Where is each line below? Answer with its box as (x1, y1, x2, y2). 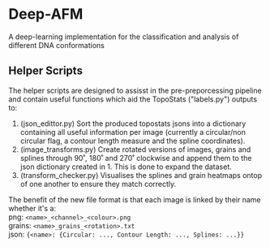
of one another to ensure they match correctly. (19, 179, 177, 188)
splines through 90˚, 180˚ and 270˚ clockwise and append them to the (19, 153, 252, 162)
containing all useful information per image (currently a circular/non (19, 127, 246, 136)
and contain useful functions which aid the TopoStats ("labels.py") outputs (8, 94, 258, 104)
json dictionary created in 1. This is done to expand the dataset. (19, 162, 233, 171)
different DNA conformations (8, 40, 105, 50)
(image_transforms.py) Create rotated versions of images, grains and (19, 144, 251, 154)
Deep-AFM (8, 5, 84, 24)
